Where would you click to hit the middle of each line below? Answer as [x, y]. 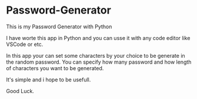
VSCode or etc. [25, 44]
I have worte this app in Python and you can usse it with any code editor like [98, 38]
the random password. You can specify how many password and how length [99, 62]
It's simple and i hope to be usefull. [49, 80]
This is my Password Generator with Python [59, 27]
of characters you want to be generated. [55, 68]
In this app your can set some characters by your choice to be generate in [96, 55]
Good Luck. [20, 91]
